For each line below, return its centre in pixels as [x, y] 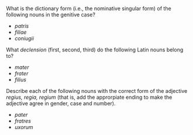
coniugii [24, 38]
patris [22, 26]
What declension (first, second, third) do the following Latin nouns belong [95, 50]
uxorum [24, 127]
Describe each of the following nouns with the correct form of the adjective [97, 91]
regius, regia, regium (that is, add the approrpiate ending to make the [89, 97]
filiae [20, 32]
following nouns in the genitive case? [51, 15]
